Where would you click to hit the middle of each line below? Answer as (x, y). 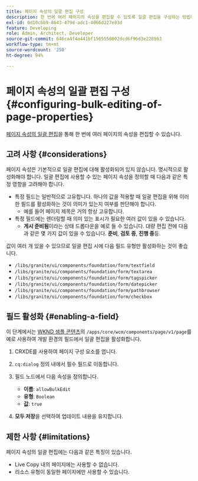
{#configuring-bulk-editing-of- (84, 104)
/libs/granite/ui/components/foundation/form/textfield (85, 266)
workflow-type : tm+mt (33, 45)
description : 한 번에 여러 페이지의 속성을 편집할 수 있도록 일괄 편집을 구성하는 (93, 17)
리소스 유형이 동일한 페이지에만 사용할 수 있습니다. (72, 472)
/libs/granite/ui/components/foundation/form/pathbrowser (87, 291)
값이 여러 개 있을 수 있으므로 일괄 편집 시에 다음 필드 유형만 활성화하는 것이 (92, 246)
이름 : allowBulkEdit (47, 389)
